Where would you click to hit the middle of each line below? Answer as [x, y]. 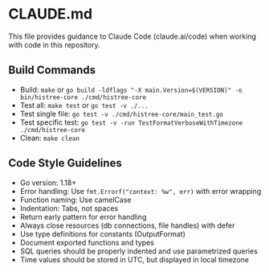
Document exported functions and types [87, 242]
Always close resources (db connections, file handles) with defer [127, 225]
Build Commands [52, 70]
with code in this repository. [54, 44]
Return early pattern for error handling [83, 216]
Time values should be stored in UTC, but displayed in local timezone [134, 259]
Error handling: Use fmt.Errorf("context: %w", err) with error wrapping [141, 191]
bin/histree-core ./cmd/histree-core [83, 97]
